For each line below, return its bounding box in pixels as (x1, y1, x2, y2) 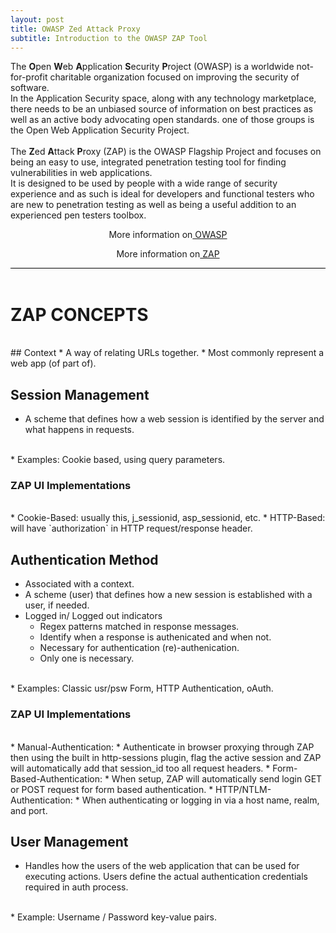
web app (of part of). (10, 357, 97, 370)
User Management (10, 833, 129, 850)
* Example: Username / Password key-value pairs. (10, 911, 217, 923)
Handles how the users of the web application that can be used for (24, 860, 300, 872)
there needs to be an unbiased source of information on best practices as (10, 103, 313, 115)
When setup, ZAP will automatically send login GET (111, 772, 323, 785)
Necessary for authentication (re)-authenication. (39, 642, 240, 654)
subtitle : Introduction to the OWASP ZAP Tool (10, 33, 208, 43)
